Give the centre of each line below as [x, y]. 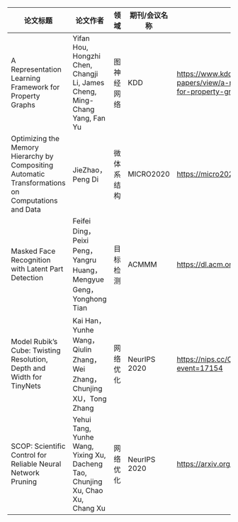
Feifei [81, 221]
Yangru [85, 260]
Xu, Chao [88, 490]
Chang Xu [89, 508]
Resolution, [29, 359]
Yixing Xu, [89, 455]
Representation [36, 69]
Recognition [31, 260]
